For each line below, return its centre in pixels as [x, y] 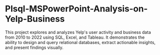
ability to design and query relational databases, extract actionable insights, [80, 42]
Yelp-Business [35, 19]
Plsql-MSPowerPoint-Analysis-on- [76, 9]
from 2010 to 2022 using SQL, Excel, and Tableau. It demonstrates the [75, 37]
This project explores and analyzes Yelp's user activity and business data [78, 32]
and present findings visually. [34, 47]
